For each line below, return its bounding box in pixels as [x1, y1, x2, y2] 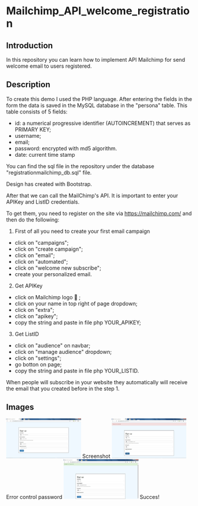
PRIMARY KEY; [14, 126, 52, 133]
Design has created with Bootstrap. [6, 180, 92, 188]
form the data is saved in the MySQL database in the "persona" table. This [6, 102, 188, 109]
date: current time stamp [14, 151, 75, 158]
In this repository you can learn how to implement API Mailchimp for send [6, 56, 186, 63]
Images [6, 402, 34, 412]
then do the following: [6, 216, 59, 223]
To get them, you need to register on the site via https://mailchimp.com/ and [6, 210, 192, 217]
